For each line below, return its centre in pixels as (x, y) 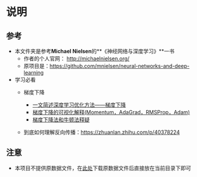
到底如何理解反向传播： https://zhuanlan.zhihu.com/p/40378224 (102, 132)
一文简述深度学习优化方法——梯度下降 (79, 105)
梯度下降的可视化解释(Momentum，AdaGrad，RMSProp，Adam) (111, 112)
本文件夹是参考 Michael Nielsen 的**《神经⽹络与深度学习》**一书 (94, 51)
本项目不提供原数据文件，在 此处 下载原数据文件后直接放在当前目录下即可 (103, 168)
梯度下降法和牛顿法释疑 (61, 120)
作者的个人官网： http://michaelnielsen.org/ (77, 59)
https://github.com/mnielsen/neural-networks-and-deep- (120, 66)
